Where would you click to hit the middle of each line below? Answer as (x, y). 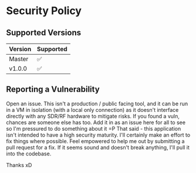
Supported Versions (43, 33)
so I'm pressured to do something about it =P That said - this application (94, 128)
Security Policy (44, 11)
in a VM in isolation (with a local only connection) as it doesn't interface (92, 109)
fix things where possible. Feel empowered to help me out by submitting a (95, 141)
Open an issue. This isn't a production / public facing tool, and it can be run (97, 104)
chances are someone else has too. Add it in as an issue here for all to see (96, 122)
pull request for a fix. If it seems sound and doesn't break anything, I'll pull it (98, 147)
